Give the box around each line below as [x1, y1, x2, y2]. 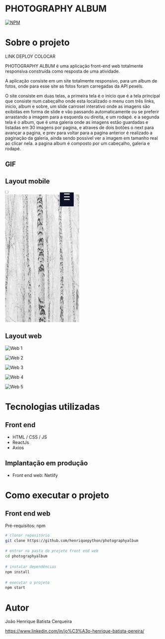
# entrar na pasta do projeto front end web [5, 548, 99, 553]
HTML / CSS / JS [12, 434, 47, 440]
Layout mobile [5, 177, 50, 185]
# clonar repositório [5, 533, 50, 538]
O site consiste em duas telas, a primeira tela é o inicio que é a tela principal [5, 92, 160, 98]
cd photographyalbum [5, 554, 48, 559]
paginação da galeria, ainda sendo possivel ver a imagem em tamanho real [5, 135, 158, 141]
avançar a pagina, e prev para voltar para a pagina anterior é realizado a [5, 130, 153, 136]
